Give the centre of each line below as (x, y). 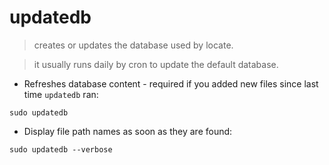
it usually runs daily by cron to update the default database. (156, 64)
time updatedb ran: (61, 94)
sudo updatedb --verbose (61, 149)
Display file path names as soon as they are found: (128, 131)
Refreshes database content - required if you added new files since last (171, 83)
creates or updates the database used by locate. (133, 45)
